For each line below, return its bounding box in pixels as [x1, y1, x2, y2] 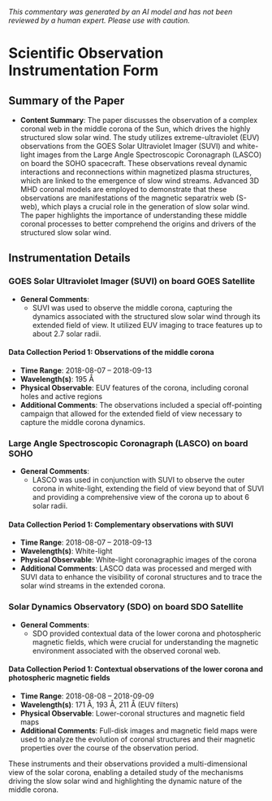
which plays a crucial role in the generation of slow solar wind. [41, 202, 250, 211]
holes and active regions [19, 391, 103, 401]
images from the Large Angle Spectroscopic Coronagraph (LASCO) [36, 150, 262, 160]
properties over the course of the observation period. [19, 742, 199, 752]
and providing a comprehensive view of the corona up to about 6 [32, 492, 250, 502]
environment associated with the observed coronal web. [32, 646, 221, 655]
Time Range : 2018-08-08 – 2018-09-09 [19, 691, 154, 701]
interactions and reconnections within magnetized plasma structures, [19, 167, 252, 177]
